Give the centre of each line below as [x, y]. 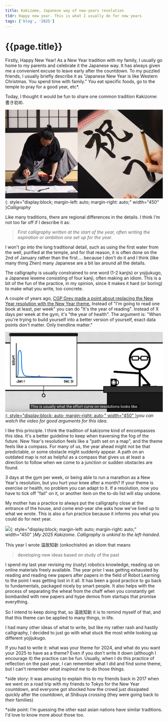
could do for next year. [28, 519]
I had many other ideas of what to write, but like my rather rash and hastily [82, 627]
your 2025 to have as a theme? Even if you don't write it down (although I [81, 653]
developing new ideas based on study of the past [68, 555]
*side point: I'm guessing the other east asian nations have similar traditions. [84, 709]
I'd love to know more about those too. [45, 715]
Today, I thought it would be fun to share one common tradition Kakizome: [81, 96]
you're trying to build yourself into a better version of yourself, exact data [80, 319]
